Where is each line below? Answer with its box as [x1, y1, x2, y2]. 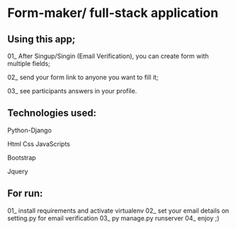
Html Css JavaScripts [7, 139, 71, 148]
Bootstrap [7, 153, 37, 162]
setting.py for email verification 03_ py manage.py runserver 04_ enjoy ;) [7, 213, 220, 222]
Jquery [7, 167, 28, 175]
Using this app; [7, 33, 76, 45]
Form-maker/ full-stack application [7, 5, 218, 21]
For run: [7, 187, 43, 199]
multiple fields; [7, 59, 51, 68]
